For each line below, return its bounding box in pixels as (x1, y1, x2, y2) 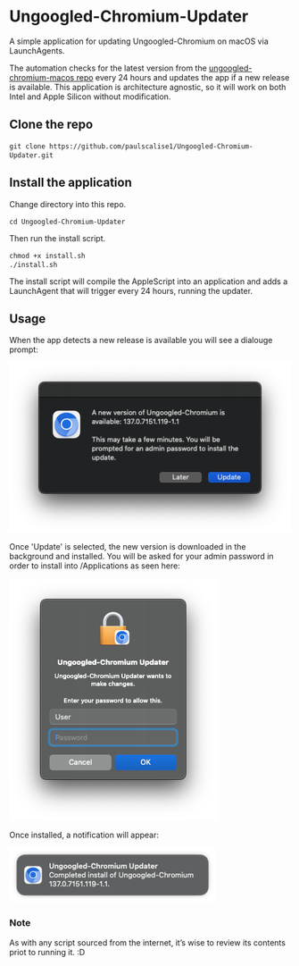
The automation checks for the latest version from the (9, 63, 207, 73)
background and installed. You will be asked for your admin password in (9, 551, 274, 562)
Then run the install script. (9, 232, 106, 243)
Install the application (9, 175, 132, 190)
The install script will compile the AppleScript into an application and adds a (9, 275, 288, 287)
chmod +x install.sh (9, 251, 87, 260)
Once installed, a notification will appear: (9, 829, 159, 841)
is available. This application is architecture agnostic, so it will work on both (9, 81, 287, 92)
